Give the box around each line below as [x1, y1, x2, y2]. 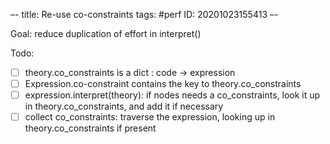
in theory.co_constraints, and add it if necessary [24, 100, 224, 113]
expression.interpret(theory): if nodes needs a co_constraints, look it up [24, 89, 321, 101]
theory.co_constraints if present [24, 122, 157, 134]
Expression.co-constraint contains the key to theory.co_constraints [24, 78, 302, 90]
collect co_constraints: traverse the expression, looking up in [24, 111, 276, 123]
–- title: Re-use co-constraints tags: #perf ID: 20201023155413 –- [10, 9, 279, 20]
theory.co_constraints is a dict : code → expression [24, 67, 236, 78]
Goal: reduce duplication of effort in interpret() [10, 28, 202, 39]
